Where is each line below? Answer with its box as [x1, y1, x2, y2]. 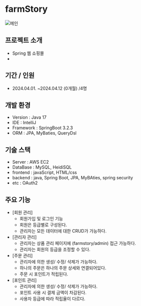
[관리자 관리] [12, 234, 37, 240]
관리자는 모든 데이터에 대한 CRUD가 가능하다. [19, 228, 107, 234]
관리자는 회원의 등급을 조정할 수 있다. [19, 246, 91, 252]
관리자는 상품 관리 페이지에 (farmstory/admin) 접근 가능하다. [19, 240, 137, 246]
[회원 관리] [12, 209, 33, 215]
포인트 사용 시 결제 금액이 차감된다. [19, 290, 87, 295]
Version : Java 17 [12, 114, 47, 120]
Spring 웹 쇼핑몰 [12, 50, 44, 56]
